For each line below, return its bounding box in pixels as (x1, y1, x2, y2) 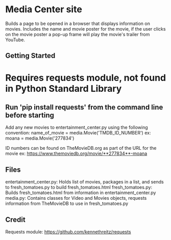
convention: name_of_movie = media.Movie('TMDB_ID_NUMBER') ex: (5, 130, 151, 136)
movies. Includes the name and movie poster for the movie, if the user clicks (5, 25, 166, 32)
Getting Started (5, 51, 56, 60)
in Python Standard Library (5, 83, 122, 94)
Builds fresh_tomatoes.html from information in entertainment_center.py (5, 190, 156, 196)
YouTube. (5, 37, 26, 43)
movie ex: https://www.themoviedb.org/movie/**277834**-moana (5, 150, 148, 156)
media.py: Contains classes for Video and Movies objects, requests (5, 195, 147, 201)
